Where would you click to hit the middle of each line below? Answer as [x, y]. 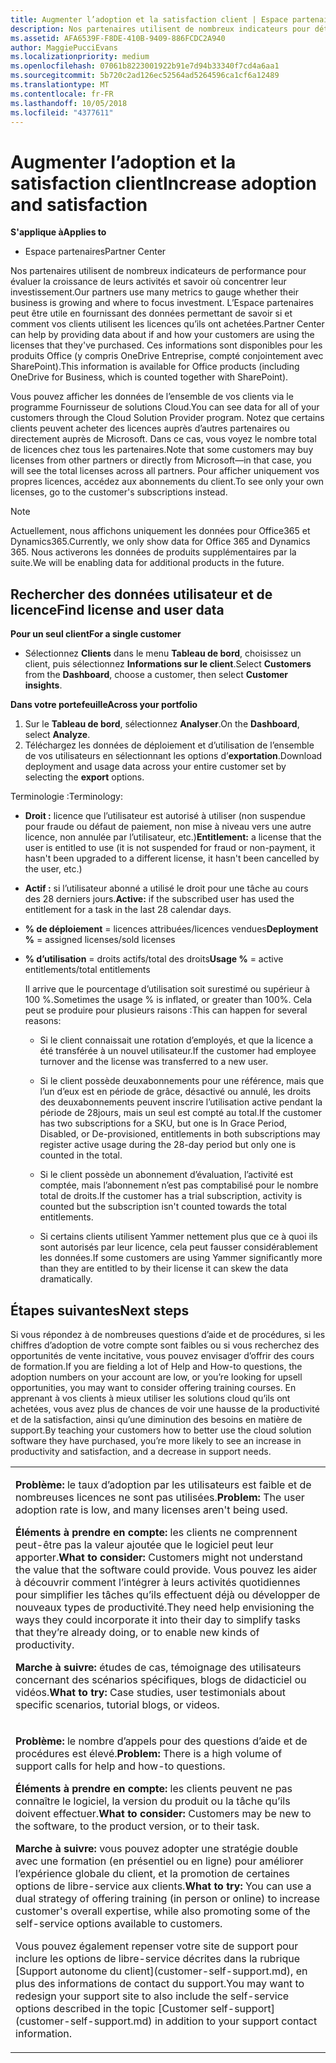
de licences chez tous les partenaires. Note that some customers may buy [162, 450]
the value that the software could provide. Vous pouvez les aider [166, 1569]
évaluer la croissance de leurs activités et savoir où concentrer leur [148, 282]
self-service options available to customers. [119, 1923]
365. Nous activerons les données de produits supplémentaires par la [153, 552]
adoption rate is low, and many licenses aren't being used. [151, 1509]
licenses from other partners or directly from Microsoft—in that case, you [161, 460]
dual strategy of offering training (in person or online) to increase [168, 1898]
